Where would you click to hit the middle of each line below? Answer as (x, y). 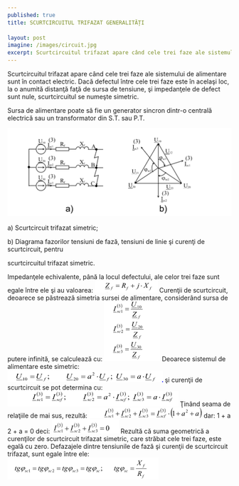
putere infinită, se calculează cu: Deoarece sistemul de (117, 359)
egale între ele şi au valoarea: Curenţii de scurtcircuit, (118, 290)
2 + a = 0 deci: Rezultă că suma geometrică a (108, 431)
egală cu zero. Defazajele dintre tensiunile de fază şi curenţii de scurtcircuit (118, 447)
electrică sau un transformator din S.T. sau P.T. (76, 118)
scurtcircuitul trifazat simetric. (51, 263)
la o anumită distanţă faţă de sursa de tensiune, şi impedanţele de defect (114, 89)
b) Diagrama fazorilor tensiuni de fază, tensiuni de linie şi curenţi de (106, 242)
